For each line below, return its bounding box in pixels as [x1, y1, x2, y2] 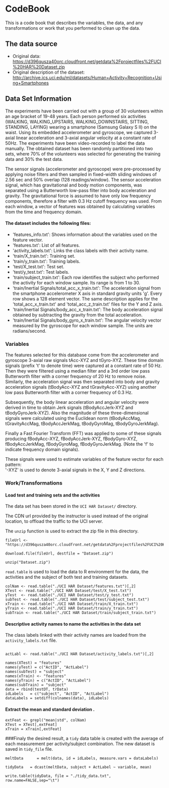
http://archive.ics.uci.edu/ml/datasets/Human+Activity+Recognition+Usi [12, 74, 162, 81]
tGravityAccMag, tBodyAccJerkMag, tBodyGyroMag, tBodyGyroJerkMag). [5, 420, 159, 427]
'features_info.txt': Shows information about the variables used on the [12, 231, 157, 237]
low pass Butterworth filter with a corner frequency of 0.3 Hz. [5, 389, 133, 396]
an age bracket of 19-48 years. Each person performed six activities [5, 113, 146, 119]
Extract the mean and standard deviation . [5, 706, 95, 712]
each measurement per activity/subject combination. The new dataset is [5, 741, 155, 747]
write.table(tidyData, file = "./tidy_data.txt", [5, 773, 112, 778]
